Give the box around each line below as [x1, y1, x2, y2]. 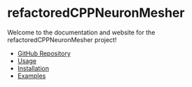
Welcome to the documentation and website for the [7, 28, 156, 36]
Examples [17, 72, 46, 80]
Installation [17, 64, 50, 72]
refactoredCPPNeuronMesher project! [7, 35, 117, 43]
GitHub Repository [17, 49, 71, 58]
